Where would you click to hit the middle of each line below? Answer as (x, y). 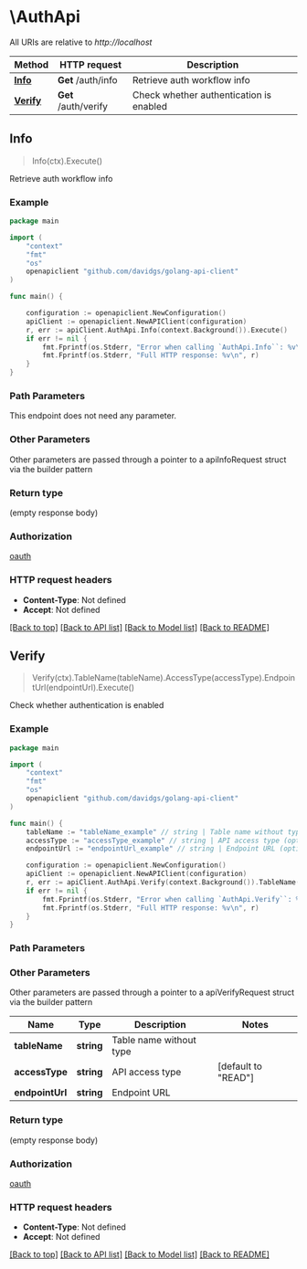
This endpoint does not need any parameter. (93, 416)
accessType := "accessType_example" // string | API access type (153, 841)
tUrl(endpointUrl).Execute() (83, 688)
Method (32, 64)
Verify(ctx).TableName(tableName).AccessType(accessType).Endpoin (163, 678)
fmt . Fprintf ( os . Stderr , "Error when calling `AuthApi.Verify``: (167, 899)
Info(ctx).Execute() (67, 161)
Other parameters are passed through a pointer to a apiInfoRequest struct (148, 460)
